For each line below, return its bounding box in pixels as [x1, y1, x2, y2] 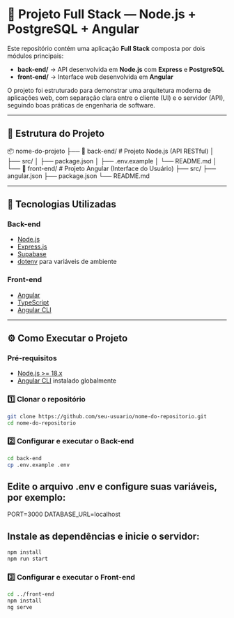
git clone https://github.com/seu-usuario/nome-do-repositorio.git [7, 413, 208, 420]
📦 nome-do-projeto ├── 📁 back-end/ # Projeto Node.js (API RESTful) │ [7, 147, 214, 155]
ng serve [7, 603, 33, 610]
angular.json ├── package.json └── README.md [7, 171, 150, 180]
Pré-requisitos [7, 353, 57, 363]
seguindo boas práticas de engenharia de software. [7, 101, 155, 109]
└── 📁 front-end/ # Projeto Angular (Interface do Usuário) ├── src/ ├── [7, 164, 217, 172]
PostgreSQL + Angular [7, 21, 139, 37]
